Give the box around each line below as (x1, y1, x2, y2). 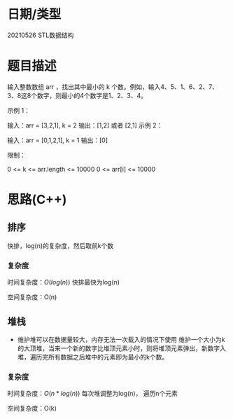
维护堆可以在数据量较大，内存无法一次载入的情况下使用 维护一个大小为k (17, 335, 225, 343)
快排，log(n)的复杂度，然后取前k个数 (7, 241, 114, 249)
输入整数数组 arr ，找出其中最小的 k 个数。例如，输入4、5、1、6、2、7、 (7, 82, 219, 91)
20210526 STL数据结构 (7, 31, 74, 39)
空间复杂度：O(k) (7, 404, 57, 413)
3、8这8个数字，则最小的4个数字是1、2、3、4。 (7, 91, 147, 99)
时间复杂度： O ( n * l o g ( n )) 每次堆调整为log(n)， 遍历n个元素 (7, 390, 178, 398)
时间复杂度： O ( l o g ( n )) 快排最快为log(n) (7, 278, 120, 287)
